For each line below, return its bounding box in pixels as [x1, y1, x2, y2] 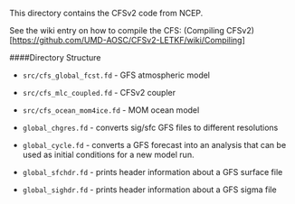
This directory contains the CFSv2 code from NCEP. [9, 8, 204, 18]
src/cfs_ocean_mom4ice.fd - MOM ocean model [22, 105, 200, 116]
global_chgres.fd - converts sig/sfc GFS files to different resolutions [22, 122, 279, 133]
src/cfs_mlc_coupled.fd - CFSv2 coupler [22, 88, 176, 97]
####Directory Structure [9, 52, 101, 62]
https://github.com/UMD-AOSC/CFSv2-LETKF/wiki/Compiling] [12, 35, 246, 45]
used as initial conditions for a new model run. [22, 149, 195, 160]
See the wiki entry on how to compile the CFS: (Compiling [9, 25, 224, 35]
